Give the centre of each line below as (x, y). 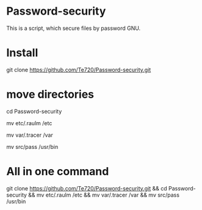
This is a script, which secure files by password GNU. (74, 28)
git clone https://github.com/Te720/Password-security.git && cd (87, 188)
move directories (50, 94)
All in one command (58, 172)
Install (22, 53)
